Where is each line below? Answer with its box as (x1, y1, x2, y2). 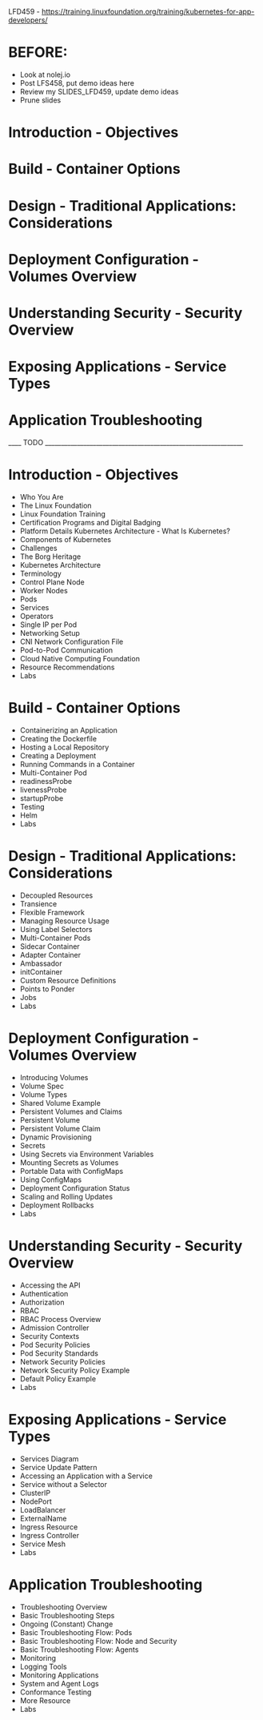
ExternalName (19, 1513, 67, 1523)
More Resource (19, 1695, 71, 1705)
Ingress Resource (19, 1521, 78, 1532)
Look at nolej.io (19, 70, 70, 79)
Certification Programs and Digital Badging (19, 517, 161, 527)
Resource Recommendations (19, 662, 115, 672)
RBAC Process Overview (19, 1314, 102, 1324)
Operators (19, 611, 54, 621)
